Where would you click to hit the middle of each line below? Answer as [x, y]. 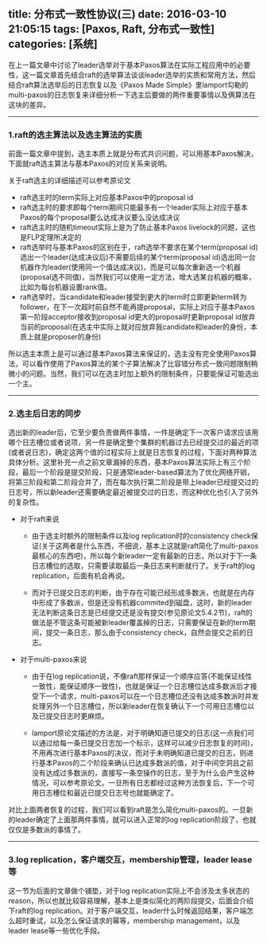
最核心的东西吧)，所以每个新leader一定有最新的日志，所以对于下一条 [144, 556]
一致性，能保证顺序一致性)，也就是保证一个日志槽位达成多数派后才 [141, 687]
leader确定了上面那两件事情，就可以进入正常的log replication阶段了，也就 [135, 820]
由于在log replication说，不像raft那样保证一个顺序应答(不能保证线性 [142, 676]
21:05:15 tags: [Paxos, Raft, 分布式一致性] [112, 29]
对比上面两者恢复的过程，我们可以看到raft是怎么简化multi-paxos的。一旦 [127, 810]
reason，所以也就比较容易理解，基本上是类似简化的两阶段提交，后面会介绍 [131, 900]
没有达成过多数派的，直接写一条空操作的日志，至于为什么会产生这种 [143, 773]
